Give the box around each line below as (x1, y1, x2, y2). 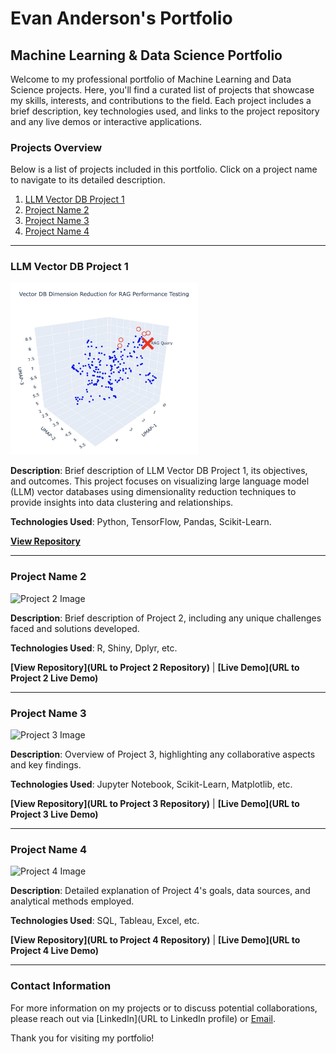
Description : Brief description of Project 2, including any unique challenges (10, 612, 322, 624)
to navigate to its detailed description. (10, 174, 166, 186)
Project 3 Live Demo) (10, 808, 99, 820)
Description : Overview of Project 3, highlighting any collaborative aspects (10, 748, 316, 760)
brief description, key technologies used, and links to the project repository (10, 105, 320, 117)
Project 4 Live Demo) (10, 945, 100, 957)
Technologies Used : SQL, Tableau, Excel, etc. (10, 915, 200, 927)
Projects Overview (10, 140, 103, 154)
